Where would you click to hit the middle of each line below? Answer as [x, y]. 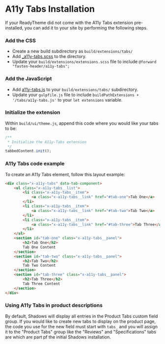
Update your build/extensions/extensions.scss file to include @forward [84, 62]
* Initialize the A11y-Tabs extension [47, 142]
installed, [14, 27]
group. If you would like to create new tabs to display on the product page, [81, 321]
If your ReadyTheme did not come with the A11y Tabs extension [69, 23]
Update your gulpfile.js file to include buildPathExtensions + [75, 95]
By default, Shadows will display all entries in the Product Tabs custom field [82, 316]
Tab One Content [39, 247]
